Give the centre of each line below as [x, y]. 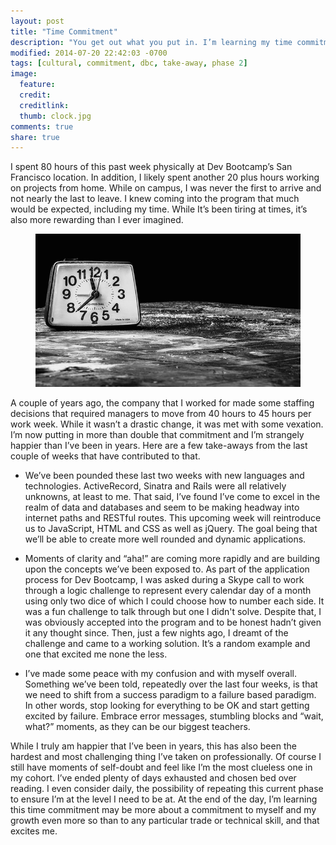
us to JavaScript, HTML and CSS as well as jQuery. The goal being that [171, 528]
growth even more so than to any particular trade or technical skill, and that [165, 820]
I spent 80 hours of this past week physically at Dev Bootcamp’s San [151, 167]
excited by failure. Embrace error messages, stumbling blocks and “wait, [174, 716]
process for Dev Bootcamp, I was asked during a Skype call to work [164, 579]
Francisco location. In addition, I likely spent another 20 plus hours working [165, 177]
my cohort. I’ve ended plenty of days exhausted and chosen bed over [153, 777]
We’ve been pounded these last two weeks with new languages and [164, 475]
